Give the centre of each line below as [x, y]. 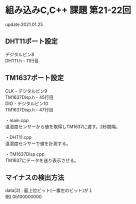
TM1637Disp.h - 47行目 [29, 109]
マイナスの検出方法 [35, 177]
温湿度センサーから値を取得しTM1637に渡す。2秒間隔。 [63, 126]
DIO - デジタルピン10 [27, 103]
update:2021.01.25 [24, 24]
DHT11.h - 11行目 [22, 60]
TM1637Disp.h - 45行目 [29, 97]
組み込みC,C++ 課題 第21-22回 [68, 10]
